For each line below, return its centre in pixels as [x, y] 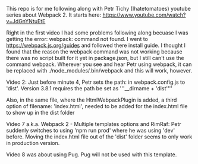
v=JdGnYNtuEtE [26, 21]
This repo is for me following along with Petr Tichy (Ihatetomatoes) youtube [99, 9]
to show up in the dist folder [40, 113]
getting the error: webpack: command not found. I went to [77, 39]
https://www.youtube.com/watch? [144, 15]
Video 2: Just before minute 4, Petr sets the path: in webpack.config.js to [96, 82]
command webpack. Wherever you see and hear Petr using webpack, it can [99, 64]
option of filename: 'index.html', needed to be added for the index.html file [97, 106]
